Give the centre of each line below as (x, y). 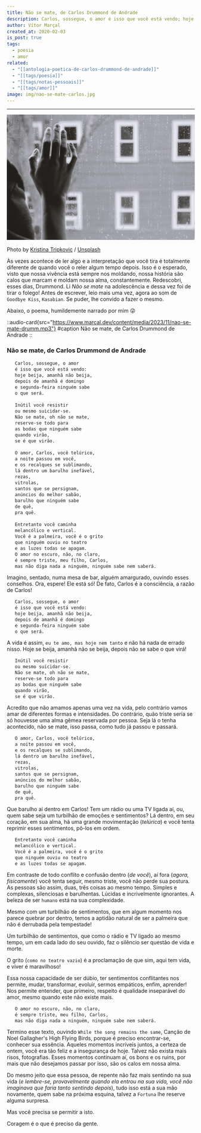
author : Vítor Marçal (34, 25)
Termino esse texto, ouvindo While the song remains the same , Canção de (99, 1032)
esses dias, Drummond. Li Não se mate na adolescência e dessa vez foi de (99, 286)
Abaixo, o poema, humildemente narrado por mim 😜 (71, 310)
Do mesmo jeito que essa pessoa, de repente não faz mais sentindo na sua (99, 1075)
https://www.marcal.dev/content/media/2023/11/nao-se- (122, 322)
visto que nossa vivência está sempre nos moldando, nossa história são (95, 273)
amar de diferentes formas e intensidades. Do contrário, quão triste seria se (100, 714)
